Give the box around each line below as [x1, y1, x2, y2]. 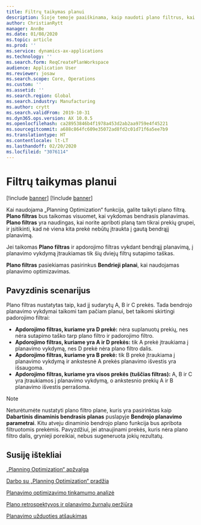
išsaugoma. [14, 364, 44, 371]
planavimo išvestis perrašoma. [14, 384, 91, 391]
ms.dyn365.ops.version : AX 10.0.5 [6, 115, 93, 121]
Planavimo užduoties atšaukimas [6, 512, 87, 520]
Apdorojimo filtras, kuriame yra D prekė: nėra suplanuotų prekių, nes [14, 326, 188, 333]
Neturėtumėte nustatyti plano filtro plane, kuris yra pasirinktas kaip [6, 407, 172, 414]
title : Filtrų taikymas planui [6, 8, 85, 15]
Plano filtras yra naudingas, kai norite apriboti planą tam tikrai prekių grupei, [6, 219, 196, 226]
